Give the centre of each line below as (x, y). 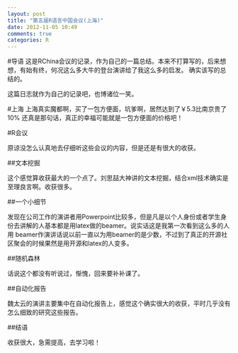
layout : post (27, 14)
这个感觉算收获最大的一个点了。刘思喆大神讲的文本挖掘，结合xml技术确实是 (118, 178)
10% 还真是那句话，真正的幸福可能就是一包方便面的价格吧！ (95, 118)
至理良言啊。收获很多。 (41, 187)
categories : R (28, 40)
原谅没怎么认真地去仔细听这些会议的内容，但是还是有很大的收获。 (103, 148)
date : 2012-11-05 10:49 (42, 27)
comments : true (30, 34)
